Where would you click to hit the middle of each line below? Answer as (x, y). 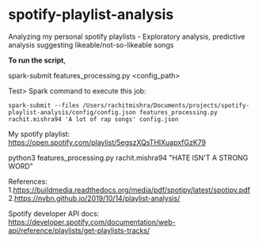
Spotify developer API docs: (54, 213)
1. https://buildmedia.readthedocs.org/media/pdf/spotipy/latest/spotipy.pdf (129, 190)
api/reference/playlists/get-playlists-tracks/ (79, 230)
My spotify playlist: (39, 134)
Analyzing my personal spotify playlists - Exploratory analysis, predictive (127, 36)
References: (28, 181)
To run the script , (37, 60)
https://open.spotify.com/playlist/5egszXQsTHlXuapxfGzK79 (107, 142)
